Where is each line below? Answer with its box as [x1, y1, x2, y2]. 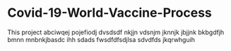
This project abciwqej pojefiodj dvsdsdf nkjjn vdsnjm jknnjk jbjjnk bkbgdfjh [7, 28, 225, 36]
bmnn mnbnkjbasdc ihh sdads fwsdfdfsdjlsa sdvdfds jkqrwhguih [7, 35, 196, 43]
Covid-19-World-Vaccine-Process [7, 5, 212, 21]
